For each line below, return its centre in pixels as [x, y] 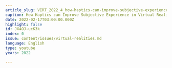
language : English [25, 43]
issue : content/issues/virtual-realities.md [53, 39]
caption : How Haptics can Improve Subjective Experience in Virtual [80, 15]
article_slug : [20, 10]
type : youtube [20, 48]
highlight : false [24, 24]
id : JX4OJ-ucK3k [23, 29]
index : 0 [15, 34]
